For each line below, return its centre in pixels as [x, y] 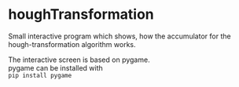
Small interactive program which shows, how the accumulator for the [119, 36]
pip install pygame [40, 75]
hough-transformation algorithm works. [72, 44]
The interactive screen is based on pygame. [79, 60]
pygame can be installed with [56, 67]
